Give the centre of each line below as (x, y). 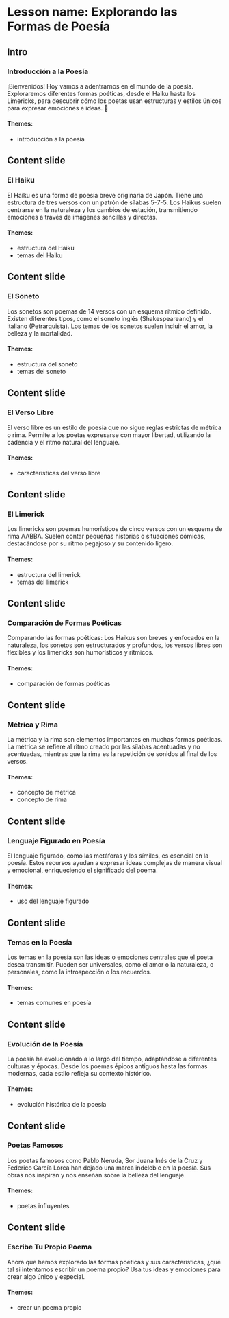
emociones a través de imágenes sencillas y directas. (82, 217)
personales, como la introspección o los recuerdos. (79, 972)
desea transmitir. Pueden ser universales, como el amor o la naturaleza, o (110, 964)
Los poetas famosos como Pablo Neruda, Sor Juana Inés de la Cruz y (105, 1160)
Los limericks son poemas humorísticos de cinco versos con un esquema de (115, 529)
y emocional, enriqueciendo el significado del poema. (83, 870)
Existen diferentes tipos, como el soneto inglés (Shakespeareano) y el (105, 318)
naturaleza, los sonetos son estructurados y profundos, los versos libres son (115, 645)
